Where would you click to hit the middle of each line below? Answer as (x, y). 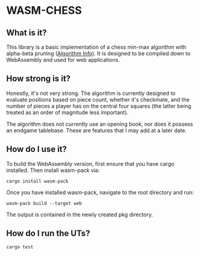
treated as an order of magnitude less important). (67, 112)
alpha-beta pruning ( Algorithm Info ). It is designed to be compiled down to (98, 53)
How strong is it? (39, 79)
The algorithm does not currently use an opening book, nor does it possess (100, 124)
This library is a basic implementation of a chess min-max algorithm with (96, 47)
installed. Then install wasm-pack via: (53, 170)
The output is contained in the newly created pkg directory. (80, 215)
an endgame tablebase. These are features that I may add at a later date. (96, 130)
